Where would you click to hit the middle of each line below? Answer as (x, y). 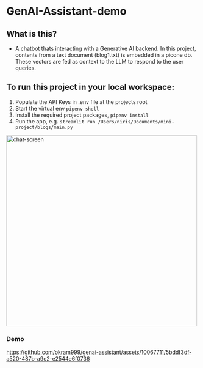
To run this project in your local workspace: (91, 87)
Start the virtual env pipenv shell (57, 108)
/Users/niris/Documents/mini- (136, 122)
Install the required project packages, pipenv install (82, 115)
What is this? (32, 34)
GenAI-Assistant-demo (66, 11)
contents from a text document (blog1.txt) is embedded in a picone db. (104, 55)
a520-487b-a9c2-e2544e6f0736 (48, 359)
